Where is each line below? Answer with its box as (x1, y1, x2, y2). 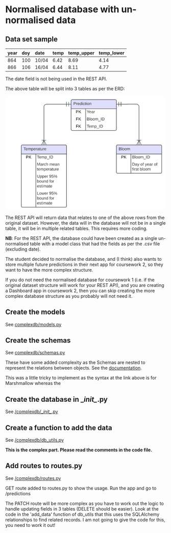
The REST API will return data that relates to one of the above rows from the (5, 214, 165, 221)
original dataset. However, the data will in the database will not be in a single (5, 220, 166, 226)
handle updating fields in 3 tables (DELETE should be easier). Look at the (5, 505, 159, 512)
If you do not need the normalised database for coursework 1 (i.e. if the (5, 277, 155, 283)
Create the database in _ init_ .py (5, 395, 108, 404)
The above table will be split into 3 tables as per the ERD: (5, 85, 125, 91)
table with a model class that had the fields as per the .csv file (30, 240, 160, 247)
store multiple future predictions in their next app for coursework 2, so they (5, 261, 163, 268)
